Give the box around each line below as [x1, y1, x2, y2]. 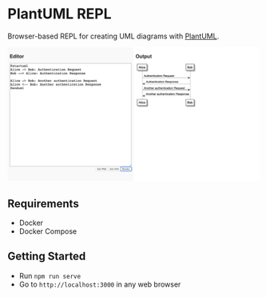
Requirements [7, 197, 79, 211]
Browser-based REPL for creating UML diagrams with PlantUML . [7, 31, 220, 41]
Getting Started [7, 250, 86, 263]
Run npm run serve [18, 271, 81, 280]
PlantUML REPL [7, 5, 113, 23]
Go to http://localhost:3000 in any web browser [18, 279, 181, 289]
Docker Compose [18, 227, 77, 236]
